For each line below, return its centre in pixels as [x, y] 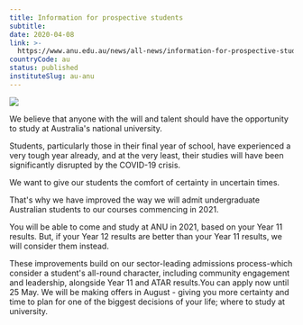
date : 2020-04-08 [42, 34]
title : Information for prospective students [96, 18]
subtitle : [28, 26]
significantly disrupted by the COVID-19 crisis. [95, 165]
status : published [44, 68]
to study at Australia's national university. [86, 128]
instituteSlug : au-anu [52, 77]
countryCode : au [40, 59]
